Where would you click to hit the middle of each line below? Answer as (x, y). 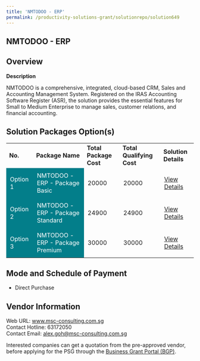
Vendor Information (43, 306)
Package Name (58, 155)
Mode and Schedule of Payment (67, 273)
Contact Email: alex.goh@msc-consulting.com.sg (67, 334)
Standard (49, 220)
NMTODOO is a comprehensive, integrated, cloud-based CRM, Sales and (96, 88)
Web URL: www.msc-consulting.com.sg (55, 321)
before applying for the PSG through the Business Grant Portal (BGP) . (91, 351)
